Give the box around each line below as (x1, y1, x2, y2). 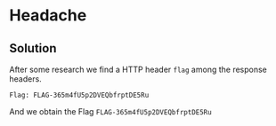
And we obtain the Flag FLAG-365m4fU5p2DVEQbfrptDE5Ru (9, 106, 212, 116)
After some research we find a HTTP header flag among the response (9, 64, 267, 75)
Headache (9, 5, 87, 26)
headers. (9, 74, 42, 84)
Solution (9, 41, 57, 56)
